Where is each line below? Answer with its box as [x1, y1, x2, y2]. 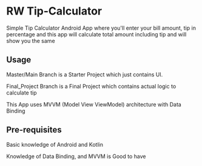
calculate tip [6, 89, 38, 96]
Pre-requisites [6, 125, 62, 135]
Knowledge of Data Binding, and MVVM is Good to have [6, 153, 146, 160]
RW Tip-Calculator [6, 4, 102, 18]
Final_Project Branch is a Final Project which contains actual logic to [6, 82, 177, 90]
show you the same [6, 37, 56, 44]
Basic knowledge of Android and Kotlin [6, 141, 103, 148]
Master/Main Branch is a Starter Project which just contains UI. [6, 71, 163, 78]
